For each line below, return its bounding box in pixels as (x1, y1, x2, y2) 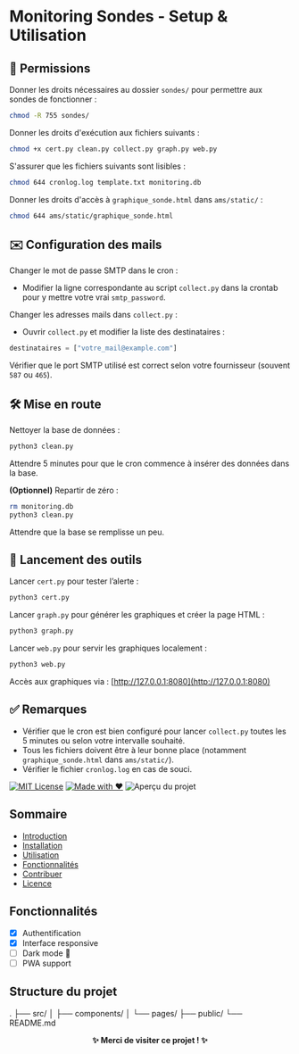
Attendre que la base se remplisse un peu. (9, 527, 165, 537)
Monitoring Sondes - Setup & (9, 6, 228, 27)
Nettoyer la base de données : (9, 425, 120, 435)
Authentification (21, 927, 82, 938)
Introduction (21, 830, 68, 841)
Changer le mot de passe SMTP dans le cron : (9, 265, 179, 276)
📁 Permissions (9, 61, 91, 76)
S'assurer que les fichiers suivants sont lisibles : (9, 161, 186, 171)
